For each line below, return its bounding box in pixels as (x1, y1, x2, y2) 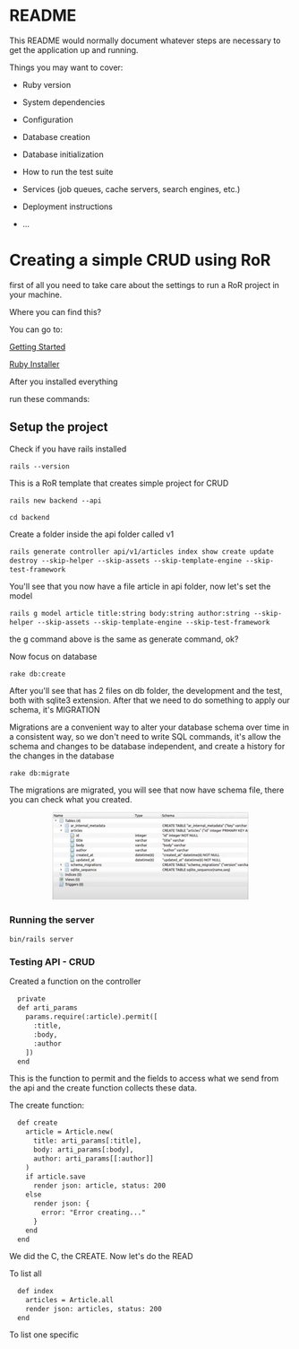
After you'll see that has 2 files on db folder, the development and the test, (9, 685, 283, 696)
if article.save (25, 1172, 87, 1181)
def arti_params (17, 1003, 78, 1012)
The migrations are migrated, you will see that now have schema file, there (9, 784, 285, 795)
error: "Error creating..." (41, 1208, 146, 1217)
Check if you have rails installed (9, 443, 127, 454)
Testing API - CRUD (9, 955, 96, 968)
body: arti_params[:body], (32, 1145, 134, 1154)
